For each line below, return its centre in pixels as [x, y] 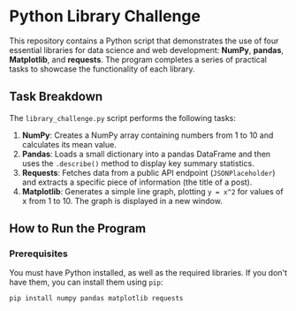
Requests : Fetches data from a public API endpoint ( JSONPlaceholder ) [148, 172]
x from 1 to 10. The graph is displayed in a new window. [122, 201]
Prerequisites [38, 254]
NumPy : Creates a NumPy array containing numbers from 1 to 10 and [148, 135]
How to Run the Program [78, 228]
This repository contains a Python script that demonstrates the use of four [144, 41]
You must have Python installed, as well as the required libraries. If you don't [148, 273]
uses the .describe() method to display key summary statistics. [138, 163]
